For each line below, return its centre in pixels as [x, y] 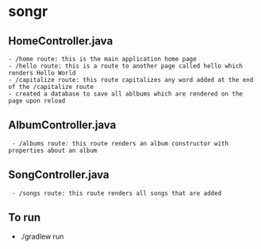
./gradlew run [42, 236]
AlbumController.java [62, 125]
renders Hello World [42, 73]
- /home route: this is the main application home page [102, 59]
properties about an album [53, 150]
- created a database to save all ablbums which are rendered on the [126, 94]
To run [25, 218]
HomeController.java [61, 41]
